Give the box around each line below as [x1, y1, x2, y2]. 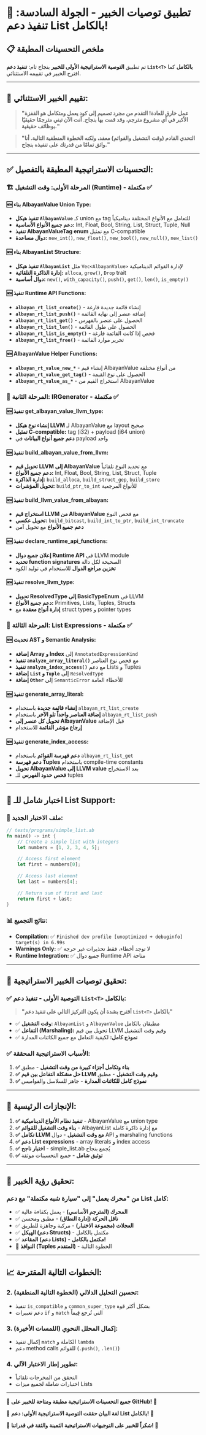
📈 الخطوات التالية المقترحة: [6, 1267, 102, 1277]
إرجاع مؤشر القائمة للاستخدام [15, 724, 83, 731]
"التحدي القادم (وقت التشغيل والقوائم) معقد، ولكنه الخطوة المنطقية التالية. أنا [21, 134, 195, 142]
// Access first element [17, 856, 81, 862]
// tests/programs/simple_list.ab [6, 828, 95, 834]
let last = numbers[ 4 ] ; [17, 879, 78, 885]
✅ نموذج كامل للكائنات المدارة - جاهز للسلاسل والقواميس [15, 1077, 147, 1085]
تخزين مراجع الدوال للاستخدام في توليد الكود [15, 564, 116, 572]
